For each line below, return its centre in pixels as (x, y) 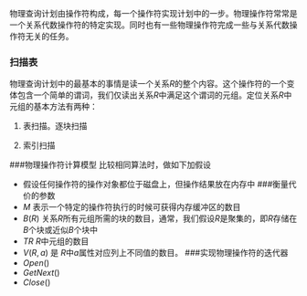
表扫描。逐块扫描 (55, 126)
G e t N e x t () (41, 273)
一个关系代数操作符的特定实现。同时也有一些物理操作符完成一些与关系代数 (149, 25)
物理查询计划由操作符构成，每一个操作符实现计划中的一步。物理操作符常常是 (153, 13)
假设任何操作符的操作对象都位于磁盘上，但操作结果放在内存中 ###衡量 (156, 185)
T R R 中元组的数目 (56, 241)
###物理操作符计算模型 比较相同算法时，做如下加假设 (111, 165)
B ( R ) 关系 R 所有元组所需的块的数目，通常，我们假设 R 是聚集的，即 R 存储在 (160, 218)
